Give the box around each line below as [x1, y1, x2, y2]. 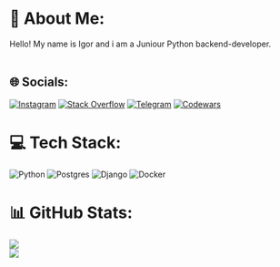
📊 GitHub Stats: [9, 202, 134, 222]
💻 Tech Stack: [9, 132, 122, 153]
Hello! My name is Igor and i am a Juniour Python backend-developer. [9, 38, 272, 49]
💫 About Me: [9, 8, 105, 29]
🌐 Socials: [9, 75, 69, 90]
